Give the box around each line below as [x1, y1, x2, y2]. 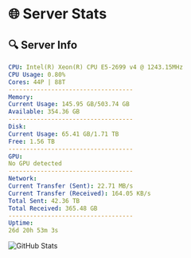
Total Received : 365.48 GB [8, 204, 98, 212]
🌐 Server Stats [8, 5, 107, 23]
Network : [8, 175, 37, 183]
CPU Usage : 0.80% [8, 70, 66, 78]
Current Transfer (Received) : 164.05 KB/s [8, 189, 151, 197]
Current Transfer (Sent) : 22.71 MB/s [8, 182, 134, 190]
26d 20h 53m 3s [8, 227, 59, 235]
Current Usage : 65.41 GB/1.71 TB [8, 129, 119, 138]
